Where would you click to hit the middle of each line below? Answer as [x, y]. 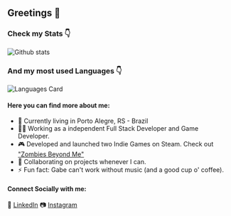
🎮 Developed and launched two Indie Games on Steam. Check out [116, 144]
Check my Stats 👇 [39, 34]
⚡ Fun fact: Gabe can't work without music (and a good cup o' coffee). [120, 170]
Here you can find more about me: [59, 105]
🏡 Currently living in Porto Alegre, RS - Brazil [83, 121]
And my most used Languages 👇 [65, 70]
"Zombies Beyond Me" [51, 154]
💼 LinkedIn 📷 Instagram [42, 205]
